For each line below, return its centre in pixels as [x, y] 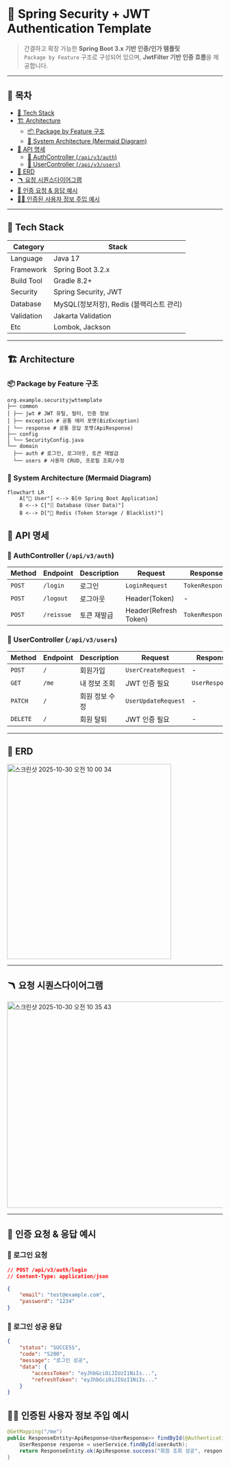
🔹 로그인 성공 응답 [35, 1327]
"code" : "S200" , [43, 1354]
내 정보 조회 [98, 683]
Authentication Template [79, 28]
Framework [29, 269]
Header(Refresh [151, 611]
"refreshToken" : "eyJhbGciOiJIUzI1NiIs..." [94, 1380]
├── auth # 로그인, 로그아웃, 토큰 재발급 [66, 454]
